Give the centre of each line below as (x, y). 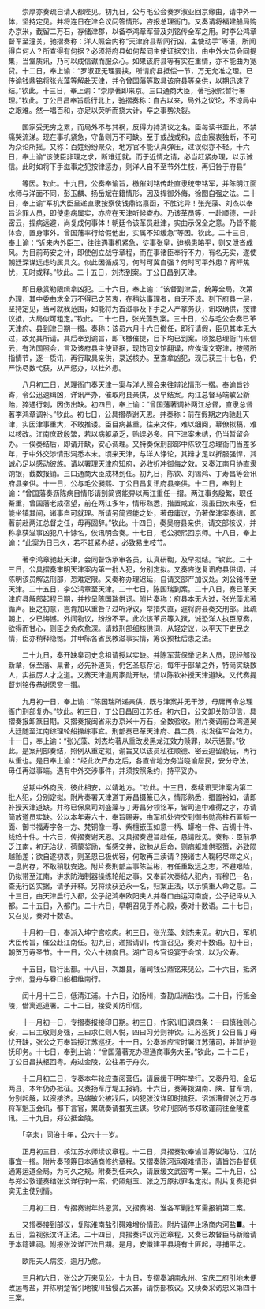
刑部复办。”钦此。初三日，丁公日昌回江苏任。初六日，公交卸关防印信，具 (139, 711)
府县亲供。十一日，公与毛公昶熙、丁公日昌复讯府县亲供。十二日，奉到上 (125, 483)
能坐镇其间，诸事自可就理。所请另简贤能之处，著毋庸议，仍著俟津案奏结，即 (132, 513)
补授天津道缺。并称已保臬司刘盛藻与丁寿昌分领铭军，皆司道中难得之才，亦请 (132, 807)
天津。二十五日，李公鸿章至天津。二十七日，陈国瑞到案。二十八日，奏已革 (129, 589)
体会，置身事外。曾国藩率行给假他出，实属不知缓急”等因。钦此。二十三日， (131, 233)
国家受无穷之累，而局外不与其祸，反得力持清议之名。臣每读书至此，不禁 (139, 127)
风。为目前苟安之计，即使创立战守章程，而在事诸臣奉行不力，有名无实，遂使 (132, 252)
